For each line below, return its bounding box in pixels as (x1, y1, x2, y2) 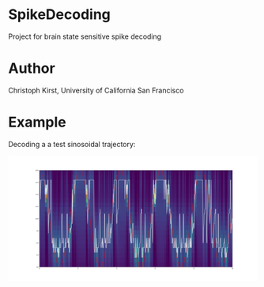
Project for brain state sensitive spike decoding (8, 32, 162, 41)
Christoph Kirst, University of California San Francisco (8, 85, 184, 95)
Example (8, 113, 66, 131)
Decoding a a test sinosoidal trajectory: (8, 139, 136, 149)
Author (8, 59, 55, 77)
